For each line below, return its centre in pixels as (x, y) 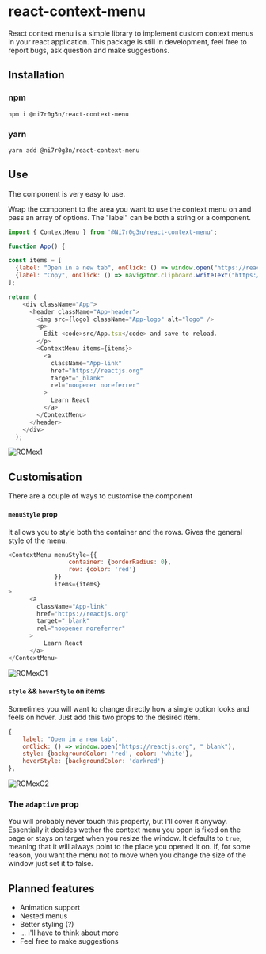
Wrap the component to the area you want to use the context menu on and (130, 209)
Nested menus (44, 916)
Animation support (50, 908)
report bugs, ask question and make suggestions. (89, 50)
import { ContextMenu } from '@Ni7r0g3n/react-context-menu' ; (113, 232)
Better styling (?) (47, 925)
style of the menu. (38, 540)
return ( (23, 297)
